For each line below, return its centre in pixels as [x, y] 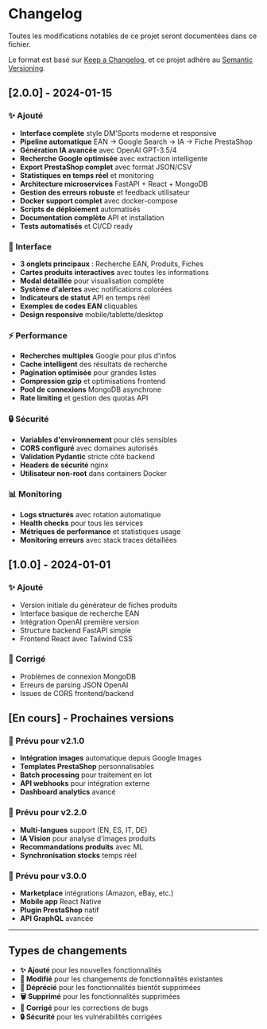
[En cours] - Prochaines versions [91, 719]
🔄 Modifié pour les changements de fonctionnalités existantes [121, 979]
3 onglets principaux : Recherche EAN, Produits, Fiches [112, 264]
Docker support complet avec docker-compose [99, 200]
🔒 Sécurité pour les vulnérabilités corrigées [91, 1016]
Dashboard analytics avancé [68, 792]
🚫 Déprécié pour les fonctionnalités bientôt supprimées [110, 987]
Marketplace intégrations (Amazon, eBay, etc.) [97, 893]
